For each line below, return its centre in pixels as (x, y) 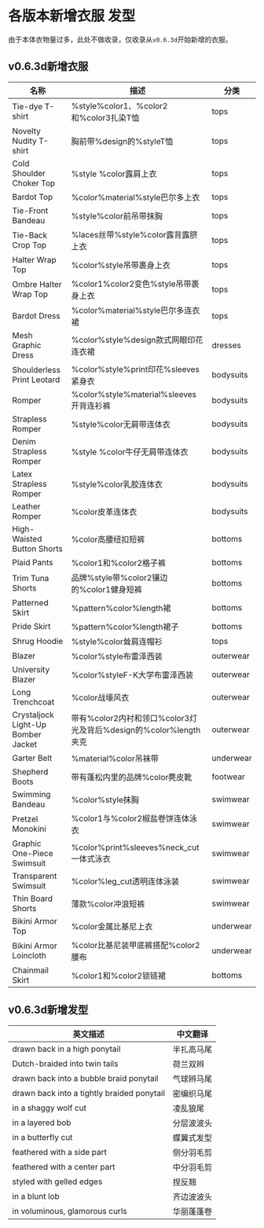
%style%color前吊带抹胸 (117, 215)
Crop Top (29, 244)
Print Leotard (36, 380)
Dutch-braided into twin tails (65, 1064)
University (31, 669)
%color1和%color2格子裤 (119, 563)
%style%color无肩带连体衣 (121, 424)
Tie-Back (30, 235)
